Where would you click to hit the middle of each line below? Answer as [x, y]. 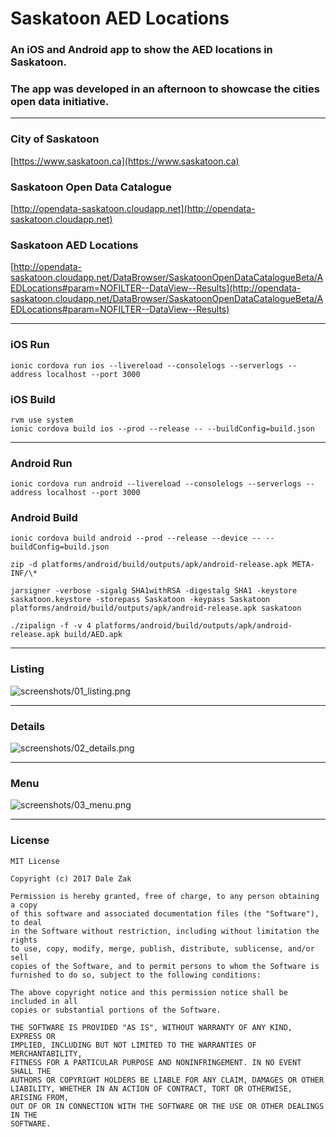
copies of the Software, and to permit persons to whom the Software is [165, 966]
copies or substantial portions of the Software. [116, 1010]
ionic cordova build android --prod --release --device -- [136, 538]
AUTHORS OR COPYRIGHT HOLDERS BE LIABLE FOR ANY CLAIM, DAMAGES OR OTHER [167, 1080]
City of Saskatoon [55, 139]
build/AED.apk [93, 635]
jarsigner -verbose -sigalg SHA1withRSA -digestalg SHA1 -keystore [154, 591]
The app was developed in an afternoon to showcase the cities [165, 89]
